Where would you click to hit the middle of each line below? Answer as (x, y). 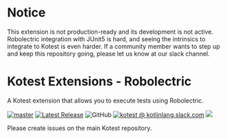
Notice (26, 13)
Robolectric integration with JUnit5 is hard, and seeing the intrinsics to (106, 39)
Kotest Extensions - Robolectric (99, 82)
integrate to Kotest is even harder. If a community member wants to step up (114, 46)
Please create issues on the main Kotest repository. (80, 128)
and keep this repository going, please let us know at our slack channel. (109, 54)
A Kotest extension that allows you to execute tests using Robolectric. (106, 100)
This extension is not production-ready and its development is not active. (110, 32)
